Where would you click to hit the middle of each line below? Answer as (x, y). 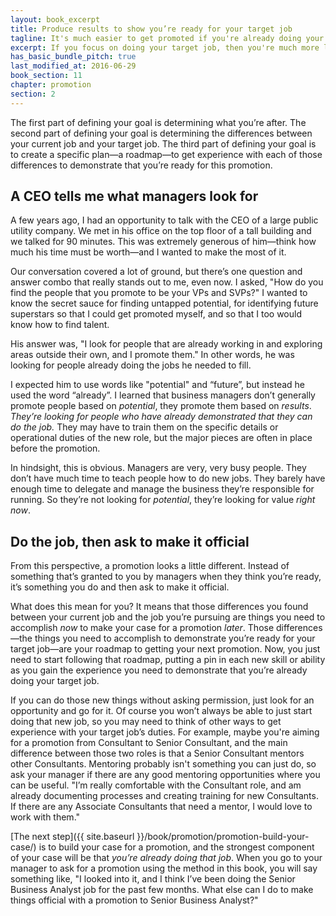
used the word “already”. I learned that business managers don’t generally (163, 395)
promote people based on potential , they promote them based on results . (161, 406)
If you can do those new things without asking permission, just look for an (162, 700)
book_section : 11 (46, 76)
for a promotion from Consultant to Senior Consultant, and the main (149, 743)
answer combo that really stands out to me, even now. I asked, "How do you (167, 282)
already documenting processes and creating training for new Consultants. (164, 796)
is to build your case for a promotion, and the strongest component (176, 847)
